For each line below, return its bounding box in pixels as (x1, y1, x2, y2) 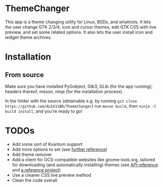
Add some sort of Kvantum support (12, 141, 83, 147)
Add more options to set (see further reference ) (12, 146, 108, 152)
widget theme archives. (5, 34, 52, 40)
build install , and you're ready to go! (5, 108, 82, 114)
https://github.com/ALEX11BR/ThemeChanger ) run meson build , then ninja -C (5, 103, 157, 109)
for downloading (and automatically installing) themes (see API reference (12, 162, 158, 168)
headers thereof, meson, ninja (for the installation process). (5, 88, 124, 94)
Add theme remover (12, 151, 52, 157)
